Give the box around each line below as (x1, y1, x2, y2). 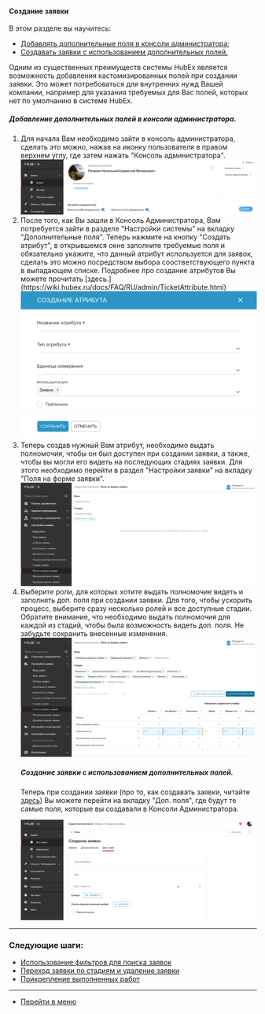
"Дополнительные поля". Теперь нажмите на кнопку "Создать (20, 232, 231, 242)
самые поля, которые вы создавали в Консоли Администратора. (20, 804, 239, 814)
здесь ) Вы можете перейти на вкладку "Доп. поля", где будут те (20, 796, 237, 805)
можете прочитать (20, 274, 83, 283)
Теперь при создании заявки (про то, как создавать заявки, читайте (20, 787, 251, 797)
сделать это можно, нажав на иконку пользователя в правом (20, 142, 228, 152)
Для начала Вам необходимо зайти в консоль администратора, (20, 134, 236, 143)
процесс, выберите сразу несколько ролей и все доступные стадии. (20, 603, 252, 613)
